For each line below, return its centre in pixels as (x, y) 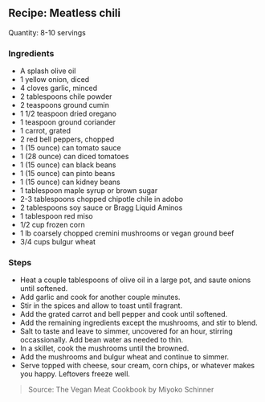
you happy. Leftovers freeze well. (75, 374)
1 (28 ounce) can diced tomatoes (74, 157)
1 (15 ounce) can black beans (68, 165)
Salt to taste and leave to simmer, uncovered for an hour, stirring (126, 331)
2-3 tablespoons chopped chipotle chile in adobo (101, 199)
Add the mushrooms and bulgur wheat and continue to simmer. (124, 357)
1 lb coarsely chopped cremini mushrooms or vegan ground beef (127, 233)
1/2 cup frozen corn (53, 225)
